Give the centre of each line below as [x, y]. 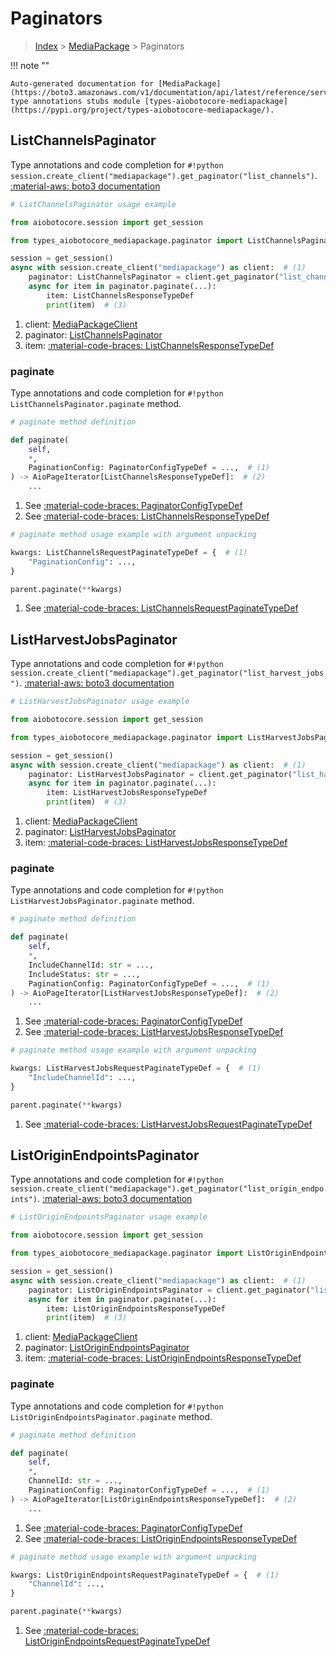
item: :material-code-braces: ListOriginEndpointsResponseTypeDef [163, 1358]
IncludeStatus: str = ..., [84, 974]
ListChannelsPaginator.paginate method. [96, 403]
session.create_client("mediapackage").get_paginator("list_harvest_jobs [167, 673]
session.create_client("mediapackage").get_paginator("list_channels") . [164, 175]
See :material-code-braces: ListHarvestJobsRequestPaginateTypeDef [168, 1124]
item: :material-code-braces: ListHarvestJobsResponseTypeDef [156, 843]
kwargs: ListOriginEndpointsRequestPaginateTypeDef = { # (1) [145, 1575]
